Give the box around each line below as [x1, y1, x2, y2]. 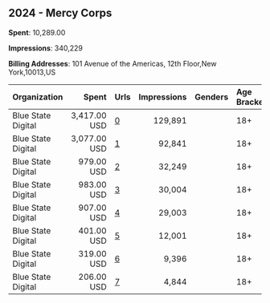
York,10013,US [8, 67, 56, 77]
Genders [194, 91, 229, 103]
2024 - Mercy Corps [8, 6, 112, 20]
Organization [12, 91, 63, 103]
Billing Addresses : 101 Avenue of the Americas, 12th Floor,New [8, 59, 217, 68]
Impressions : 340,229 [8, 43, 83, 53]
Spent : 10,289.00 [8, 27, 66, 37]
